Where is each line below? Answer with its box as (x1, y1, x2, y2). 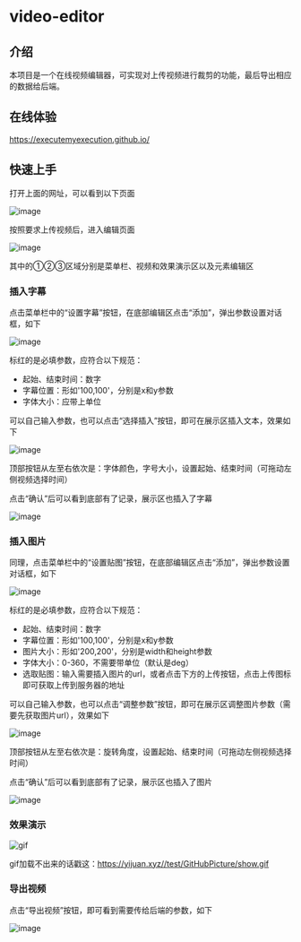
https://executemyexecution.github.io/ (9, 134, 150, 144)
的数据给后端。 (9, 81, 64, 91)
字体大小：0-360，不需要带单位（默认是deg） (21, 657, 194, 669)
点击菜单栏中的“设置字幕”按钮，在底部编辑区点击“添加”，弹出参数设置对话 (9, 307, 282, 317)
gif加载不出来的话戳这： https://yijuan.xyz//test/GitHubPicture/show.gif (9, 858, 270, 869)
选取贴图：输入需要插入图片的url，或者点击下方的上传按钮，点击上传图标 (21, 669, 291, 679)
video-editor (9, 6, 105, 27)
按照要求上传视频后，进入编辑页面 (9, 224, 135, 235)
